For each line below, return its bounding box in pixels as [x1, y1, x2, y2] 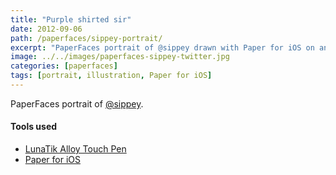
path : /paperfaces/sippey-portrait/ [10, 33, 163, 43]
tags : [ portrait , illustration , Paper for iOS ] [10, 71, 213, 81]
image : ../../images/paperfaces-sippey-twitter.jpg [10, 52, 230, 62]
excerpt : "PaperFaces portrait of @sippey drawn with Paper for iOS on [10, 42, 315, 53]
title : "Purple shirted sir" [10, 14, 132, 25]
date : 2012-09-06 [10, 24, 83, 34]
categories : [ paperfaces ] [10, 61, 118, 71]
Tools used [10, 121, 58, 133]
